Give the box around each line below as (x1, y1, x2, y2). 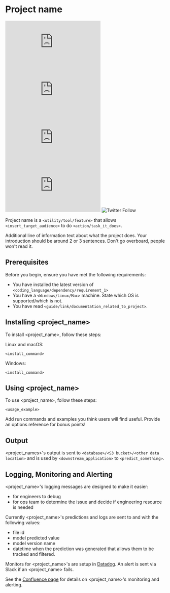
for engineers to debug (12, 494, 61, 499)
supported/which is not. (12, 297, 63, 304)
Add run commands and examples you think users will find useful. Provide (5, 416, 160, 422)
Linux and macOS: (5, 341, 44, 347)
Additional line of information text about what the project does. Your (5, 232, 147, 238)
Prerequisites (5, 258, 49, 267)
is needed (12, 504, 34, 510)
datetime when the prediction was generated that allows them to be (12, 546, 154, 552)
